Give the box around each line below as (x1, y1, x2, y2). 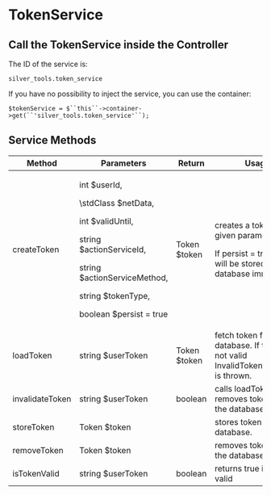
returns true (215, 463, 260, 474)
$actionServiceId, (79, 244, 147, 255)
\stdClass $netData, (79, 197, 155, 208)
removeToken (12, 444, 65, 455)
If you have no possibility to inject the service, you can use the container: (8, 89, 252, 99)
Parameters (100, 157, 147, 169)
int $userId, (79, 179, 123, 191)
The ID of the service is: (8, 59, 88, 69)
